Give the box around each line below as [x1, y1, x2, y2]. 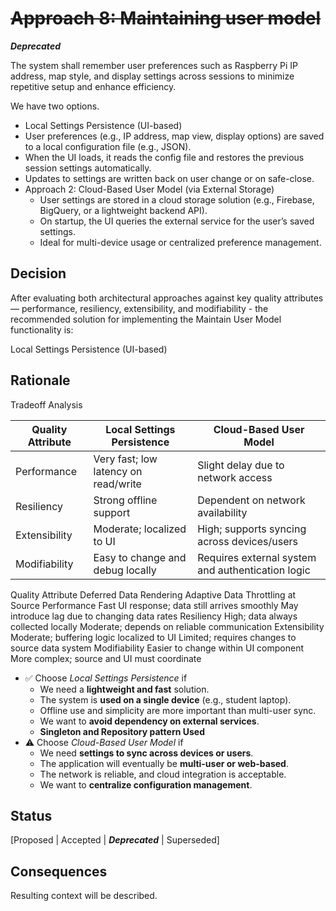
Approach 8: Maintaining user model [10, 7, 322, 30]
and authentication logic [197, 563, 311, 577]
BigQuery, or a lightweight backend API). [39, 204, 208, 216]
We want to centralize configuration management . [39, 778, 253, 791]
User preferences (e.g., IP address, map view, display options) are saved [24, 130, 325, 142]
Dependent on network [197, 493, 306, 507]
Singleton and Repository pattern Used [39, 725, 205, 737]
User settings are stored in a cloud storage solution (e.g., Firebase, [39, 193, 315, 206]
